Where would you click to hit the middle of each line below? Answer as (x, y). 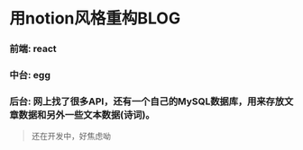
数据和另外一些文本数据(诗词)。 (87, 115)
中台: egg (30, 75)
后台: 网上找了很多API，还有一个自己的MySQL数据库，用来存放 (147, 101)
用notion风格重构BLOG (95, 18)
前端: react (33, 49)
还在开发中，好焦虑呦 (71, 137)
